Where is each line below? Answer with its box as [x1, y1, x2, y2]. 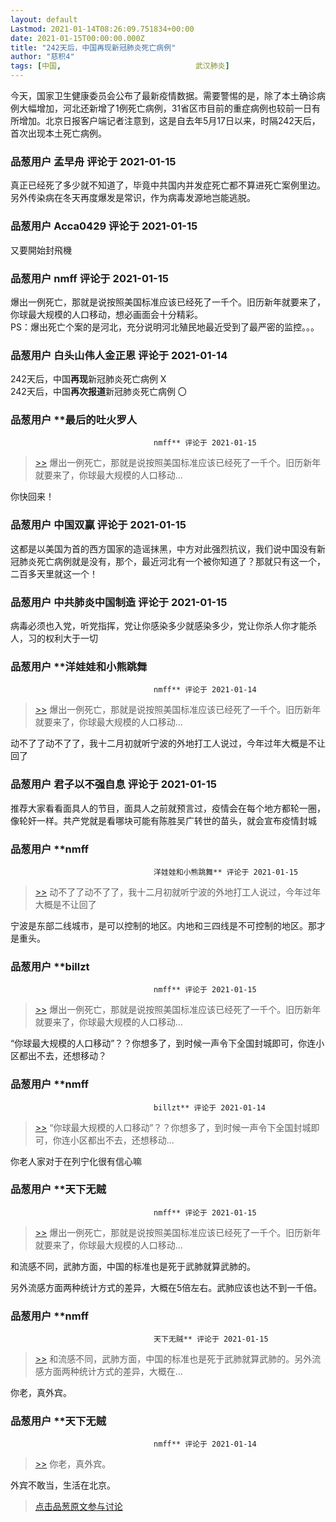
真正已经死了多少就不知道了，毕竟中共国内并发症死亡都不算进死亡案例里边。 [10, 179, 326, 191]
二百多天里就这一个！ [10, 567, 98, 580]
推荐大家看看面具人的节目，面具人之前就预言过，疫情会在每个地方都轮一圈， [10, 802, 326, 814]
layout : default [10, 14, 78, 25]
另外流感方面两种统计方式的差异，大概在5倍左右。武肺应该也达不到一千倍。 [10, 1281, 323, 1293]
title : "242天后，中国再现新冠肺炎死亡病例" [10, 42, 177, 53]
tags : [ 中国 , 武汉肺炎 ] [10, 61, 230, 71]
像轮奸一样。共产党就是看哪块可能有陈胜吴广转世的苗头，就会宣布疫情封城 [10, 814, 317, 826]
